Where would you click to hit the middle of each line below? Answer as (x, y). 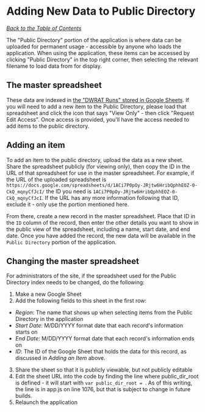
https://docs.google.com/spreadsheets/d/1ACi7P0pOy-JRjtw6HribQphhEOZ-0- (102, 185)
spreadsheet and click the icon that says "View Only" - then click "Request (100, 113)
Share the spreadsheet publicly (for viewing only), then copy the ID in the (98, 166)
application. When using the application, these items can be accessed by (98, 53)
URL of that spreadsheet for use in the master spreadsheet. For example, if (100, 173)
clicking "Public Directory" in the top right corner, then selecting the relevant (102, 59)
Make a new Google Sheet (48, 294)
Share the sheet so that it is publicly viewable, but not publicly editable (104, 370)
